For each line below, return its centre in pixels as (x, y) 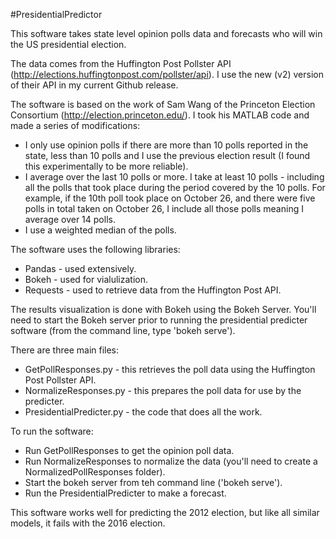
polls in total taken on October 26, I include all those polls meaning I (164, 208)
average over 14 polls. (70, 219)
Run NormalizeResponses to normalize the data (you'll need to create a (171, 461)
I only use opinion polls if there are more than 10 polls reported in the (166, 145)
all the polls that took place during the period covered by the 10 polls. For (175, 187)
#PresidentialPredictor (56, 14)
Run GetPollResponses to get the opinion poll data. (129, 450)
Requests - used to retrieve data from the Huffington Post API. (153, 290)
